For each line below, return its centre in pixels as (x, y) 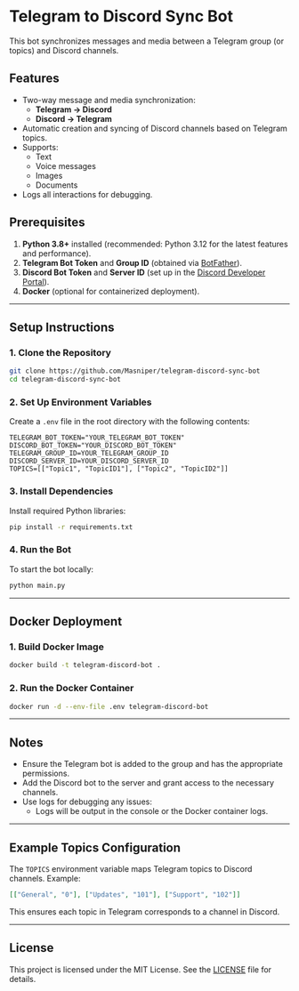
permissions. (45, 773)
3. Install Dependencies (61, 491)
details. (23, 979)
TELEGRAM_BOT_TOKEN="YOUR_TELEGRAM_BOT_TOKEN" (97, 438)
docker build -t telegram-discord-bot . (85, 665)
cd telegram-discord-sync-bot (65, 380)
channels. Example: (45, 878)
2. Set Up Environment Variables (81, 402)
